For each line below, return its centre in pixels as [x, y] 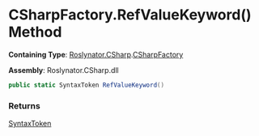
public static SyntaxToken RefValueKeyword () [86, 85]
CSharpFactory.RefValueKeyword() [130, 15]
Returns [24, 105]
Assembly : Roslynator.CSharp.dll [64, 70]
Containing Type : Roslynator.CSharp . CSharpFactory [96, 54]
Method [35, 32]
